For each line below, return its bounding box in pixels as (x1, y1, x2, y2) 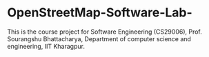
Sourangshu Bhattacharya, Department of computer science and (7, 34, 192, 43)
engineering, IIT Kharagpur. (7, 42, 85, 50)
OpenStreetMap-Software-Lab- (7, 5, 193, 21)
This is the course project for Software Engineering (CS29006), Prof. (7, 27, 202, 36)
